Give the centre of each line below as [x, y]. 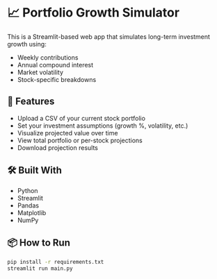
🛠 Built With [35, 170]
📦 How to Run [39, 243]
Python [27, 190]
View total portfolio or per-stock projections [80, 140]
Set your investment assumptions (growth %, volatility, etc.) [103, 126]
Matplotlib [32, 212]
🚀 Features [31, 102]
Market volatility [40, 72]
